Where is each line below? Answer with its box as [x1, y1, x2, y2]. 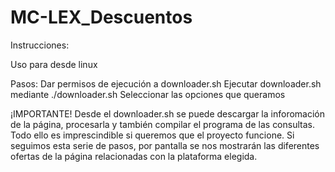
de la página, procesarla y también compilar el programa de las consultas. [10, 118, 315, 130]
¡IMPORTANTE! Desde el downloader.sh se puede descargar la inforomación [10, 107, 325, 120]
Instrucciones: [10, 39, 70, 51]
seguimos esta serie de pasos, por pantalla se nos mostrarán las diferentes [10, 139, 320, 151]
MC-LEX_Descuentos [10, 6, 193, 29]
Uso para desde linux [10, 58, 98, 70]
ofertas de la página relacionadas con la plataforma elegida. [10, 150, 258, 162]
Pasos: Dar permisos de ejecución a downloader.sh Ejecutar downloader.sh [10, 77, 322, 90]
